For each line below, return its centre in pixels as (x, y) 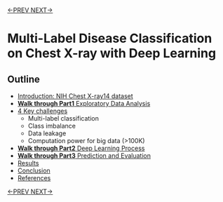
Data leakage (47, 133)
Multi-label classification (63, 118)
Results (28, 163)
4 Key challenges (42, 111)
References (34, 178)
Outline (23, 79)
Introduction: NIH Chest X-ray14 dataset (75, 96)
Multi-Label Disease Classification (110, 39)
